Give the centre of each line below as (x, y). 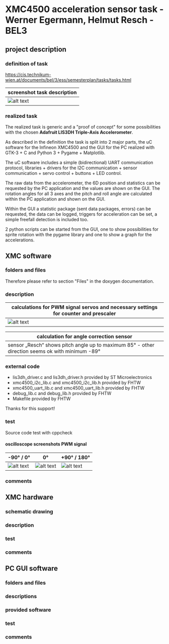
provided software (28, 610)
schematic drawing (29, 511)
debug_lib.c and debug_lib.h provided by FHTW (62, 394)
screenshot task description (42, 92)
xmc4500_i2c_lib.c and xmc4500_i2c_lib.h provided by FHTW (77, 383)
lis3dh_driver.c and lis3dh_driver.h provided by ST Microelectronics (82, 377)
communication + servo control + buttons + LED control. (64, 173)
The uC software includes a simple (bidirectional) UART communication (79, 163)
